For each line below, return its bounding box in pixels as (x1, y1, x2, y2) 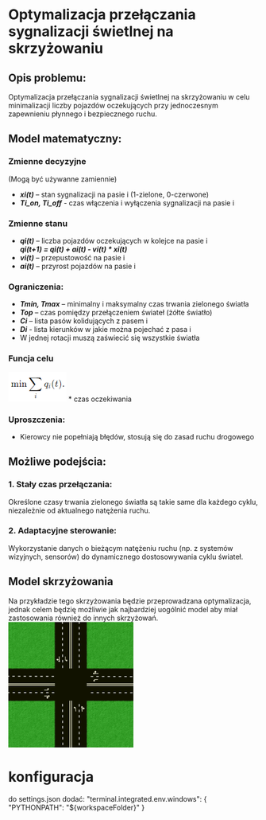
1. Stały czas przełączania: (8, 479, 113, 490)
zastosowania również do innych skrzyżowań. (8, 613, 159, 623)
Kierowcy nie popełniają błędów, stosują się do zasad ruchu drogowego (19, 431, 255, 441)
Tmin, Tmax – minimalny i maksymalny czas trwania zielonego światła (19, 299, 249, 309)
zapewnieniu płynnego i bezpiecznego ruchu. (8, 109, 157, 119)
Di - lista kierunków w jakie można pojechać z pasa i (19, 325, 192, 334)
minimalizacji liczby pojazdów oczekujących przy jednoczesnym (8, 101, 218, 110)
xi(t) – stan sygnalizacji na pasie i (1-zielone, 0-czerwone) (19, 189, 209, 199)
